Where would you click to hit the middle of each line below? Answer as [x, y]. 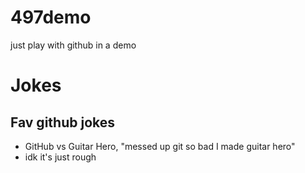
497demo [51, 17]
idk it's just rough [60, 157]
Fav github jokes [62, 122]
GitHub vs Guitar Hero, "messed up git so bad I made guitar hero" [160, 146]
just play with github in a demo [73, 45]
